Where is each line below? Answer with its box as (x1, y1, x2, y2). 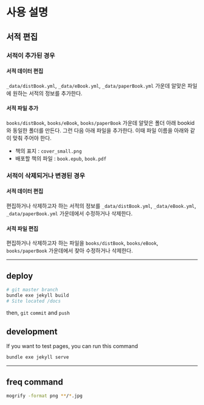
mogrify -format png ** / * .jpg (6, 393, 83, 399)
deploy (6, 270, 33, 281)
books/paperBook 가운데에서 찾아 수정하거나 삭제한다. (6, 247, 134, 255)
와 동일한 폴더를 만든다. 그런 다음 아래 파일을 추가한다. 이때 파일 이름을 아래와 (6, 127, 189, 134)
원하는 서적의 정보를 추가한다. (12, 89, 83, 97)
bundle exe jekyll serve (6, 354, 69, 361)
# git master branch (6, 287, 59, 293)
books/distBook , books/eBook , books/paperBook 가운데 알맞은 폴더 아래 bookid (6, 119, 195, 126)
